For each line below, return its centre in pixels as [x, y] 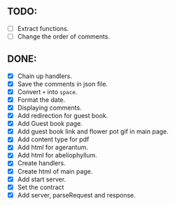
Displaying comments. [49, 108]
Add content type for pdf [53, 139]
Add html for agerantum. [53, 148]
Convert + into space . [47, 91]
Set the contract [41, 187]
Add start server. [42, 179]
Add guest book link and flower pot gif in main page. [93, 131]
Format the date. [41, 99]
